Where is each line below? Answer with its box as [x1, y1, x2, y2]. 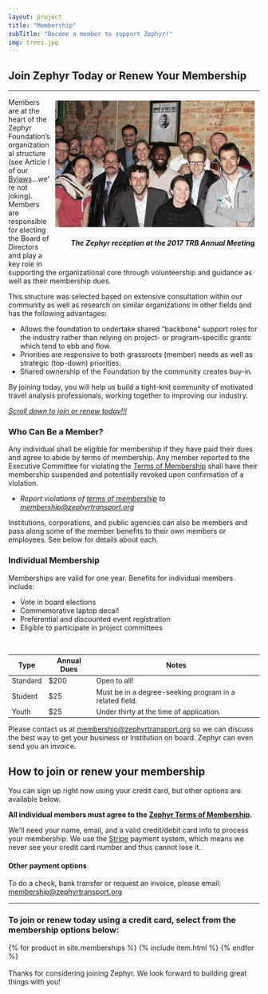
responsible [8, 217, 47, 226]
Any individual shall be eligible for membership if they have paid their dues [8, 444, 254, 454]
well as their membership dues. [8, 276, 112, 286]
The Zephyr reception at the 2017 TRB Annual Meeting [70, 238, 255, 247]
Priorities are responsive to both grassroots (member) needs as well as [19, 350, 253, 359]
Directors [8, 242, 39, 252]
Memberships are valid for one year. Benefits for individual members [8, 573, 234, 583]
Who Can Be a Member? [8, 426, 104, 437]
